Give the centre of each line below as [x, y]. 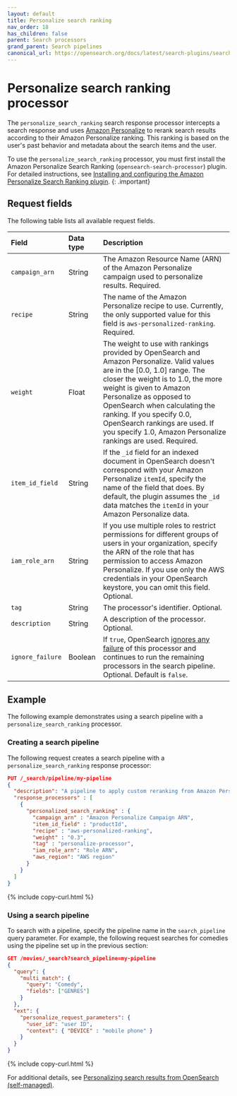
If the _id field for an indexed [151, 452]
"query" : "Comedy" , [54, 985]
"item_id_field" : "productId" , [80, 824]
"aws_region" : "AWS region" [74, 857]
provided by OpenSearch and [152, 352]
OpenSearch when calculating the [159, 405]
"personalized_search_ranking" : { [78, 811]
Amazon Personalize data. [146, 514]
